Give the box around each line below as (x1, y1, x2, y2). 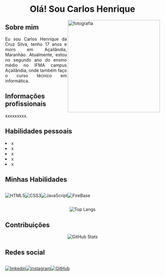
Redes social (5, 248, 45, 256)
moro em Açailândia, (5, 47, 67, 52)
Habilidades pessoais (5, 127, 73, 136)
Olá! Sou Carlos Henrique (29, 3, 136, 15)
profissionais (5, 100, 47, 108)
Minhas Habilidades (5, 176, 67, 184)
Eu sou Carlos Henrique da (5, 36, 67, 42)
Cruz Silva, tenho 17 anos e (5, 41, 67, 47)
